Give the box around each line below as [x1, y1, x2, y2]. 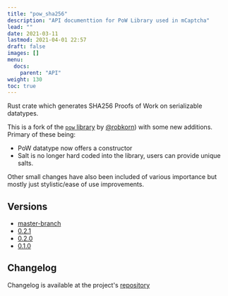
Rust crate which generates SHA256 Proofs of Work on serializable [7, 101, 203, 110]
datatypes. [7, 109, 39, 118]
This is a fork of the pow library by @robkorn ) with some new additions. [7, 123, 213, 131]
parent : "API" [20, 69, 61, 76]
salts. [17, 159, 34, 168]
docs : [13, 63, 30, 70]
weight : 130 [7, 75, 42, 83]
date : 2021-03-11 [7, 30, 59, 37]
